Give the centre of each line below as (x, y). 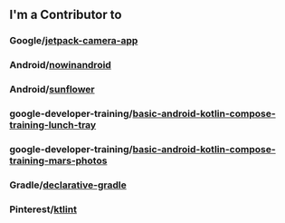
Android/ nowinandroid (60, 65)
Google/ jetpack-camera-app (74, 41)
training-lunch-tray (53, 125)
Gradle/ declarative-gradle (68, 185)
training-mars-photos (58, 160)
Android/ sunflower (52, 90)
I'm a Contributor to (66, 15)
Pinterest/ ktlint (43, 209)
